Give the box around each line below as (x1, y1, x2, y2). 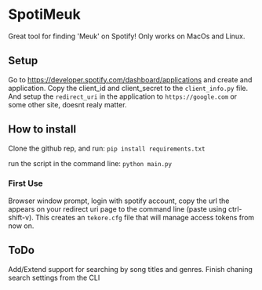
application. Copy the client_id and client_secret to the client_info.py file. (8, 83, 249, 92)
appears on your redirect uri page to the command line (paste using (8, 204, 227, 213)
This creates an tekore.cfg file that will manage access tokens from (35, 212, 255, 222)
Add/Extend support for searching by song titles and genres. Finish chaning (8, 264, 253, 274)
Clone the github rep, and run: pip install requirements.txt (8, 143, 206, 153)
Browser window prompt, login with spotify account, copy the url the (8, 196, 230, 205)
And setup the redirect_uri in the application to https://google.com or (8, 92, 238, 101)
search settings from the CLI (8, 273, 100, 282)
